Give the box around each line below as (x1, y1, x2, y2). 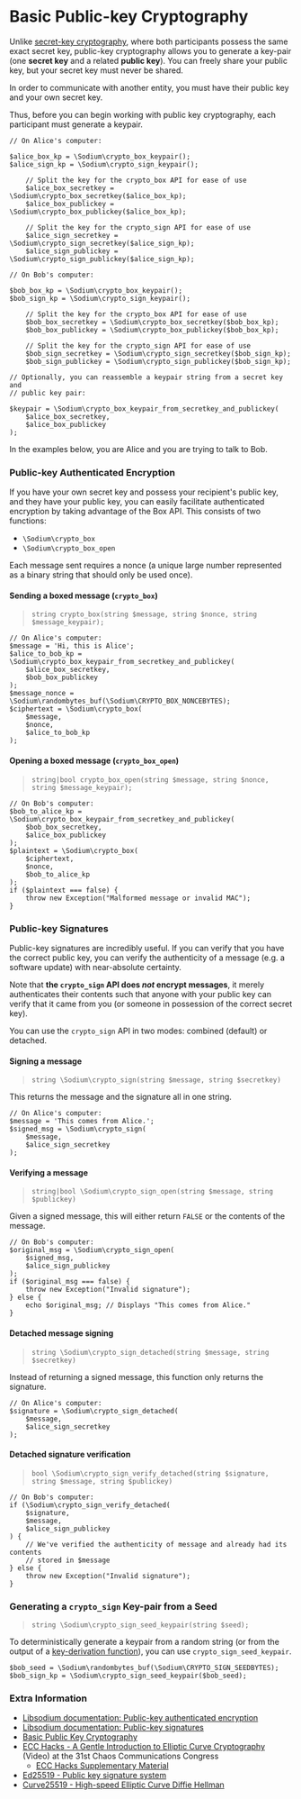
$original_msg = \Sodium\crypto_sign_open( (9, 1246, 175, 1255)
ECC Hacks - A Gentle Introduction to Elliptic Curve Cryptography (22, 1741, 266, 1752)
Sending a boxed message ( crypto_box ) (9, 590, 159, 601)
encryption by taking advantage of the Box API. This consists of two (9, 506, 261, 517)
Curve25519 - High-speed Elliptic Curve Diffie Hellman (22, 1779, 225, 1790)
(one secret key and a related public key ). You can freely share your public (9, 55, 288, 66)
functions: (9, 515, 47, 526)
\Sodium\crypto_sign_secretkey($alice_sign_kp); (9, 239, 195, 248)
